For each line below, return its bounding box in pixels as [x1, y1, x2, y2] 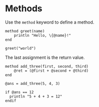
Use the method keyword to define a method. [5, 19, 95, 25]
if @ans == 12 [5, 89, 34, 95]
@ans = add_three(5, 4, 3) [5, 81, 60, 86]
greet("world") [5, 46, 36, 51]
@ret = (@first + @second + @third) [14, 68, 89, 73]
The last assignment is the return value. [5, 54, 85, 60]
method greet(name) [5, 28, 45, 33]
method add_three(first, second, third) [5, 64, 89, 69]
